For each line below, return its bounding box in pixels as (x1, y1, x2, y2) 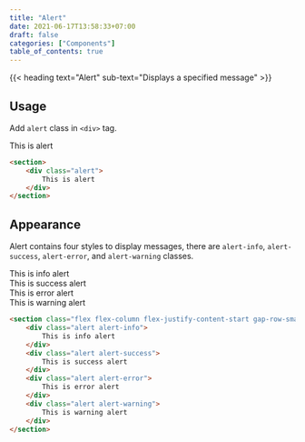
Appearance (9, 216, 82, 232)
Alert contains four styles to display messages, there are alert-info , (9, 241, 266, 252)
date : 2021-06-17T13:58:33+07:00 (9, 22, 136, 31)
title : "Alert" (9, 13, 67, 23)
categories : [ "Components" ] (9, 38, 116, 48)
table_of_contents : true (9, 47, 103, 56)
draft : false (9, 30, 59, 39)
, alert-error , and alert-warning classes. (37, 251, 194, 262)
